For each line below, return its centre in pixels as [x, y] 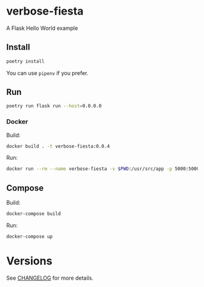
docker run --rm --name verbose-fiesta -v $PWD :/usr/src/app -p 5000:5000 [103, 169]
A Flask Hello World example [42, 28]
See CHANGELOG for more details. [50, 278]
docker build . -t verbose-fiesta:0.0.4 [58, 146]
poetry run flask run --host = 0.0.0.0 [54, 106]
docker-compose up [29, 237]
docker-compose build [34, 214]
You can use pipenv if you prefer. [47, 73]
